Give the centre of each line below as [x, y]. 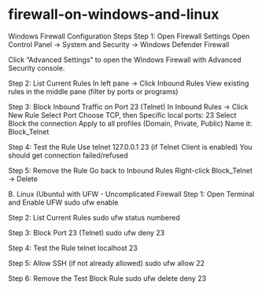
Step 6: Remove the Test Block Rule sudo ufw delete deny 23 [107, 278]
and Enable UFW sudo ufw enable [63, 202]
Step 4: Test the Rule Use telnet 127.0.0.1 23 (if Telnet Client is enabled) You [130, 147]
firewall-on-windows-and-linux [114, 15]
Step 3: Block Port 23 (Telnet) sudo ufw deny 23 [87, 232]
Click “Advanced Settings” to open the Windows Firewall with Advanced [125, 60]
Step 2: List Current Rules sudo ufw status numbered [94, 217]
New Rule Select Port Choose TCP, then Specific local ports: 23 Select [122, 115]
